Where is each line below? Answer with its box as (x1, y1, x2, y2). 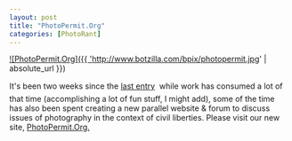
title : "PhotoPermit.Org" (9, 21, 105, 30)
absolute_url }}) (9, 63, 67, 74)
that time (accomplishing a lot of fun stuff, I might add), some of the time (9, 94, 275, 105)
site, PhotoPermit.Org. (9, 121, 91, 133)
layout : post (9, 12, 58, 22)
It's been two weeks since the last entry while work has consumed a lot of (9, 81, 283, 91)
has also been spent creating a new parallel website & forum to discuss (9, 103, 271, 114)
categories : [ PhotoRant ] (9, 29, 101, 38)
